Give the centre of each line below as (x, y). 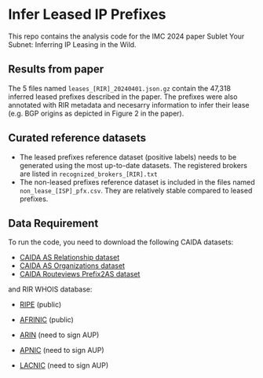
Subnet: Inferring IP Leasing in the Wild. (72, 44)
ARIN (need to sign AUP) (59, 335)
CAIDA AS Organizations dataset (72, 266)
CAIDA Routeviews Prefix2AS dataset (80, 274)
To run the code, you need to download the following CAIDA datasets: (121, 242)
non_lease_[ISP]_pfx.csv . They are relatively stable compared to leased (136, 190)
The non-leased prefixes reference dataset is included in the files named (137, 182)
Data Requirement (53, 223)
